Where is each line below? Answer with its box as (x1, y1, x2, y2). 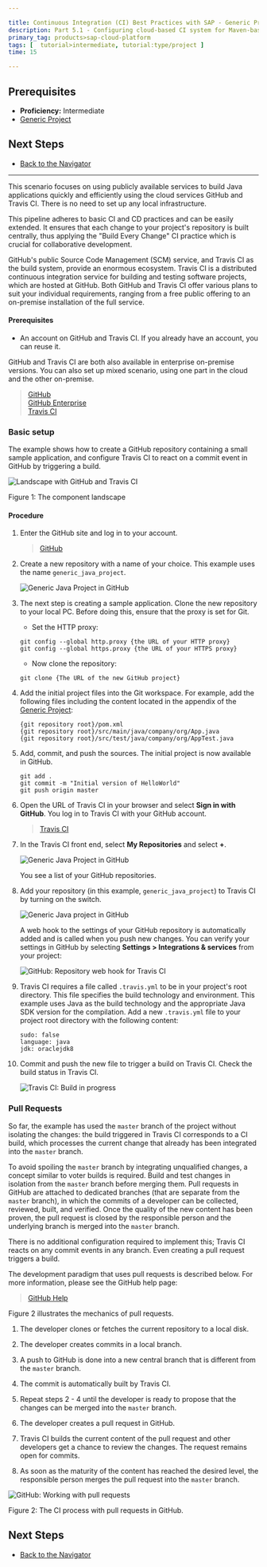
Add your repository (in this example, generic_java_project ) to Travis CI (19, 886, 256, 896)
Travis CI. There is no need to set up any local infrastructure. (8, 199, 207, 208)
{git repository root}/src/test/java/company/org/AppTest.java (19, 734, 234, 742)
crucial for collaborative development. (8, 239, 133, 249)
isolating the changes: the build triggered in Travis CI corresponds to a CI (8, 1129, 248, 1139)
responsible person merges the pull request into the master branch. (19, 1474, 240, 1484)
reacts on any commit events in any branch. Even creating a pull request (8, 1245, 245, 1254)
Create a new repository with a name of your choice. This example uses (19, 559, 256, 569)
